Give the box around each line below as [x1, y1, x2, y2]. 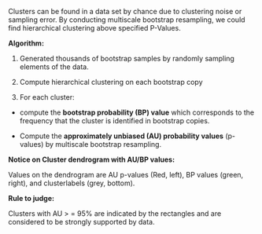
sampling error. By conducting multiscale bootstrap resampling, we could [8, 15, 245, 24]
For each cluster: [19, 93, 75, 101]
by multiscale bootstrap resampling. [45, 140, 162, 148]
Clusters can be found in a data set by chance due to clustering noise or [8, 7, 242, 16]
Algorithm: [8, 38, 45, 48]
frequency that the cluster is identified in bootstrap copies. [19, 116, 210, 125]
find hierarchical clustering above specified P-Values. [8, 24, 181, 32]
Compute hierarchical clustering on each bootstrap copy [19, 78, 203, 86]
